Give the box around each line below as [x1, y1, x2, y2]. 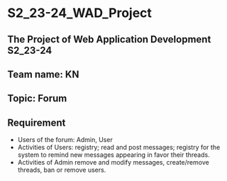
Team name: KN [7, 68, 79, 80]
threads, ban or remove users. [17, 165, 106, 175]
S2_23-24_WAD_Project [7, 5, 153, 21]
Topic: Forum [7, 92, 67, 104]
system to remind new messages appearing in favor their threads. [17, 150, 211, 159]
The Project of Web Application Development [7, 33, 211, 45]
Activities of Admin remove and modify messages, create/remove [17, 158, 209, 167]
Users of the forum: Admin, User [17, 136, 113, 144]
